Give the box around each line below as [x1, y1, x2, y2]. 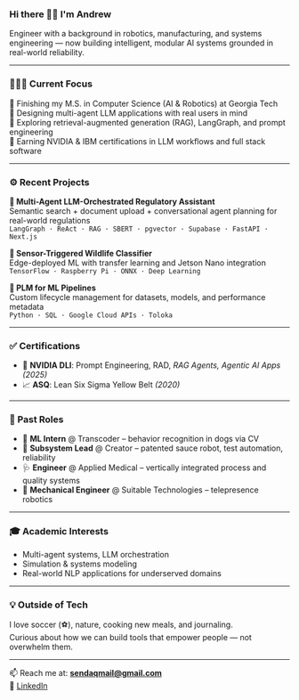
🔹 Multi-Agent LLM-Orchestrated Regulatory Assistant [9, 196, 215, 207]
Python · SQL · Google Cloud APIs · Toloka [9, 311, 174, 320]
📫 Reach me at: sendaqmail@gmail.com [9, 668, 162, 679]
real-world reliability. [9, 47, 85, 58]
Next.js [9, 232, 38, 241]
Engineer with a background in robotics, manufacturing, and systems [9, 28, 263, 39]
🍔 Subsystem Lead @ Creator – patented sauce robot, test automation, [21, 443, 283, 453]
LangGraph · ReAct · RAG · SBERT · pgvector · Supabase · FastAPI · [9, 224, 269, 233]
